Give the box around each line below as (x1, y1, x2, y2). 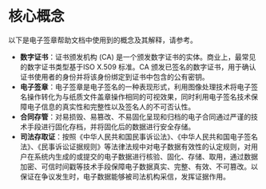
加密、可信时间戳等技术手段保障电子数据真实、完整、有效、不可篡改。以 (19, 161, 258, 171)
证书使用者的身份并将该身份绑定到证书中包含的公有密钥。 (19, 72, 209, 81)
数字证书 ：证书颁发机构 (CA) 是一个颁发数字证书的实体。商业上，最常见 (19, 52, 256, 61)
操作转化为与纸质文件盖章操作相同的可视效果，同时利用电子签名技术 (26, 92, 252, 101)
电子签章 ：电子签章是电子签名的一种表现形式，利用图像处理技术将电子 (19, 81, 252, 92)
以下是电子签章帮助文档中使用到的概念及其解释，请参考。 (8, 35, 197, 45)
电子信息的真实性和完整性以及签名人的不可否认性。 (26, 101, 196, 112)
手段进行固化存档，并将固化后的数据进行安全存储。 (26, 121, 196, 132)
